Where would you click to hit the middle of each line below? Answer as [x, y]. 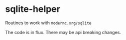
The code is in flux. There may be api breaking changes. [63, 32]
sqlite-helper [33, 9]
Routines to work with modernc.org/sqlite [48, 23]
